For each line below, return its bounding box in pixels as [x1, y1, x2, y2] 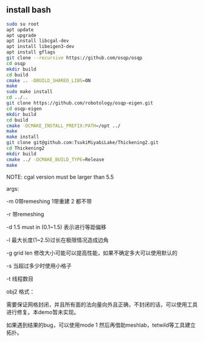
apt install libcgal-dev [6, 38, 69, 44]
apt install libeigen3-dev [6, 44, 75, 50]
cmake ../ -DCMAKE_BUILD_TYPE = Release [6, 156, 104, 163]
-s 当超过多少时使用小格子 [6, 262, 72, 269]
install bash [6, 5, 52, 15]
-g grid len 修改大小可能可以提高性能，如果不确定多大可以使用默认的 [6, 249, 178, 256]
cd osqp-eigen [6, 106, 42, 112]
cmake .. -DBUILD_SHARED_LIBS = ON [6, 77, 91, 84]
